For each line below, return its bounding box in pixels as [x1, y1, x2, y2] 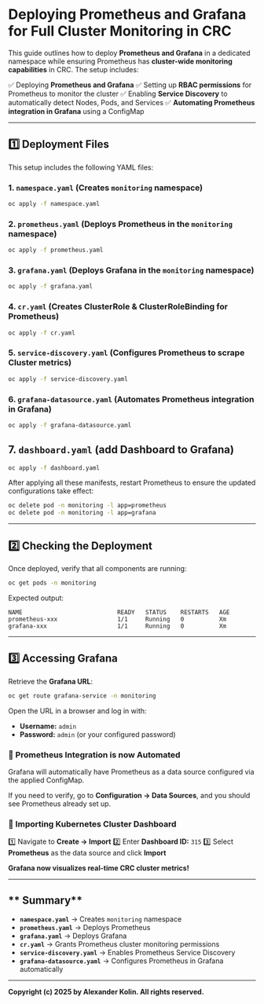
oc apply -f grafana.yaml [8, 283, 93, 291]
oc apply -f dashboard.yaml [8, 464, 101, 472]
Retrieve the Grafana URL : [8, 676, 93, 686]
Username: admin [19, 721, 77, 731]
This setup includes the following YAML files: [8, 163, 154, 172]
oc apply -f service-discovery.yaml [8, 375, 128, 383]
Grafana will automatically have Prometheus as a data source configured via [8, 767, 255, 776]
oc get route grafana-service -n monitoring [8, 691, 156, 700]
